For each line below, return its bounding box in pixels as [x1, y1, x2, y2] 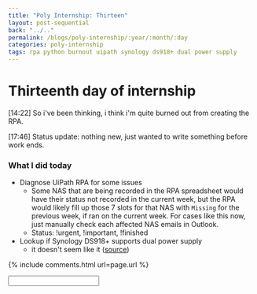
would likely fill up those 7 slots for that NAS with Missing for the [31, 203, 240, 213]
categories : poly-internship [8, 41, 104, 49]
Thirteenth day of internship [8, 82, 196, 100]
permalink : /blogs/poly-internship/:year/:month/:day [8, 33, 189, 42]
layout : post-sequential [8, 19, 90, 27]
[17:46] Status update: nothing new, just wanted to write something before [8, 132, 248, 141]
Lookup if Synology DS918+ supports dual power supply [19, 236, 203, 246]
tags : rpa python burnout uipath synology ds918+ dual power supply [8, 48, 237, 56]
